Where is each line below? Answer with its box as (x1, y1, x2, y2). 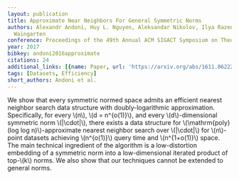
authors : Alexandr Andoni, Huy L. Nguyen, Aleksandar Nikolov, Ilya (7, 23, 215, 31)
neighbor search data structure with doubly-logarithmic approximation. (7, 104, 216, 112)
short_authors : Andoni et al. (7, 76, 97, 84)
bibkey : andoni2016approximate (7, 50, 100, 58)
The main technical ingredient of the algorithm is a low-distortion (7, 141, 198, 150)
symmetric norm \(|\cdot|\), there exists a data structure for (7, 119, 181, 127)
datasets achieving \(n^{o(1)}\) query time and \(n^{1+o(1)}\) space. (23, 134, 221, 142)
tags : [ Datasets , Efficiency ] (7, 70, 97, 77)
